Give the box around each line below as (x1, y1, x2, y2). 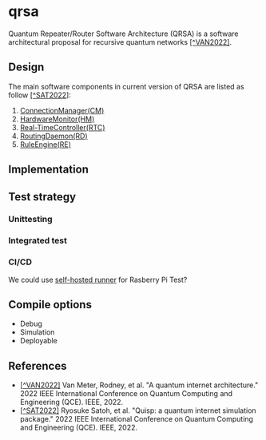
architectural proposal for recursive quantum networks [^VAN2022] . (8, 37, 232, 46)
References (8, 359, 67, 373)
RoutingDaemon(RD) (19, 131, 88, 141)
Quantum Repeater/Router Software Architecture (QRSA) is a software (8, 29, 239, 38)
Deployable (19, 336, 58, 346)
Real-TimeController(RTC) (19, 122, 105, 132)
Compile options (8, 298, 92, 311)
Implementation (8, 163, 89, 176)
